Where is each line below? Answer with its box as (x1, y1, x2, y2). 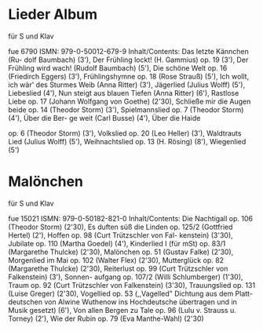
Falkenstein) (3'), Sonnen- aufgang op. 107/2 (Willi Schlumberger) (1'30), (8, 272, 243, 282)
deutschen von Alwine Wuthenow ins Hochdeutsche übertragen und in (8, 296, 238, 307)
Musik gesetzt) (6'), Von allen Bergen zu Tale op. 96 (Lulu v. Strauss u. (8, 305, 237, 315)
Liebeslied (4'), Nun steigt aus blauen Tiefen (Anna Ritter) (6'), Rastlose (8, 88, 239, 97)
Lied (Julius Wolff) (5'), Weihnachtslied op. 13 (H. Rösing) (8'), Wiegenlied (8, 136, 247, 146)
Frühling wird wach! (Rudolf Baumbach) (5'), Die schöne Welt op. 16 (8, 63, 228, 72)
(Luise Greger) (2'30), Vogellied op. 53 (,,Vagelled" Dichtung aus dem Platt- (8, 289, 254, 298)
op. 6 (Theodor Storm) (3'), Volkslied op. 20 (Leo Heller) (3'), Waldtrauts (8, 128, 242, 138)
